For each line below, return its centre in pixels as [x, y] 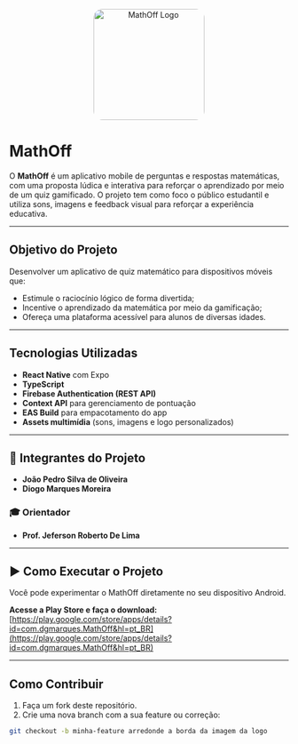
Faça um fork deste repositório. [79, 706]
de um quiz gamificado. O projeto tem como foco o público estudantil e [139, 195]
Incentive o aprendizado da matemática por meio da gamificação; [142, 308]
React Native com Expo [65, 374]
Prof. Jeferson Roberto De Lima [81, 535]
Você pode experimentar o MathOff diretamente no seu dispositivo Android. [148, 593]
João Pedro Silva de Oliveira [75, 479]
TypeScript [43, 384]
